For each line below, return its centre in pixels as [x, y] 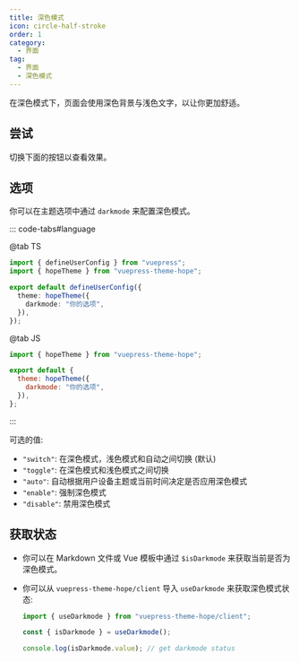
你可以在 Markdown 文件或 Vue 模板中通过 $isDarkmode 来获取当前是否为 [156, 558]
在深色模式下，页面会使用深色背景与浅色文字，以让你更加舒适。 [127, 102]
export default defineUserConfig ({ [76, 288]
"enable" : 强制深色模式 [64, 492]
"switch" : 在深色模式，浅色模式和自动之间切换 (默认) [119, 458]
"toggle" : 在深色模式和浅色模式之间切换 [96, 470]
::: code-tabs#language [52, 229]
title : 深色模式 [37, 17]
